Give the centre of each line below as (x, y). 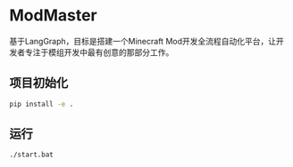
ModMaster (53, 16)
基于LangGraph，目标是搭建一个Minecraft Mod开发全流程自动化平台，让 (143, 41)
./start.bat (31, 155)
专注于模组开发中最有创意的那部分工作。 (99, 52)
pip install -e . (42, 104)
